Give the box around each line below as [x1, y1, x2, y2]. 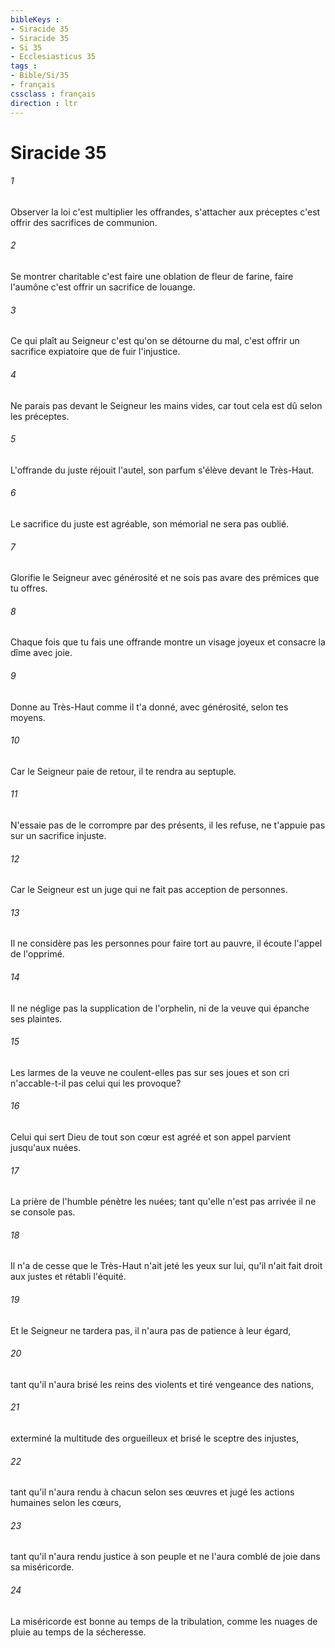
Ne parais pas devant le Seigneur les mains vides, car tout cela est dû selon [10, 399, 323, 411]
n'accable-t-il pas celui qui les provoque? [10, 1077, 182, 1089]
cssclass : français [10, 89, 97, 99]
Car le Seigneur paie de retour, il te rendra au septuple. [10, 765, 237, 777]
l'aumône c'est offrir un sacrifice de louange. [10, 281, 196, 293]
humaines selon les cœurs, [10, 1497, 122, 1509]
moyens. [10, 711, 46, 723]
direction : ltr [10, 98, 78, 108]
